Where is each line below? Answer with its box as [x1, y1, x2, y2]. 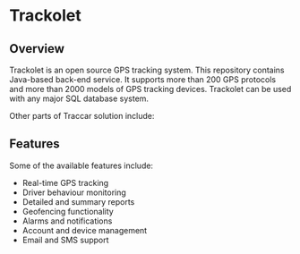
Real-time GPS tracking [21, 177, 109, 188]
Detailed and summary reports [21, 196, 135, 207]
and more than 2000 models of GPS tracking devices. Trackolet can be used [9, 84, 292, 94]
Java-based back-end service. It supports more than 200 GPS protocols [9, 74, 276, 85]
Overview [9, 41, 65, 56]
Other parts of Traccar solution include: [9, 111, 155, 121]
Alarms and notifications [21, 216, 113, 226]
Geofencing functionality [21, 206, 114, 216]
